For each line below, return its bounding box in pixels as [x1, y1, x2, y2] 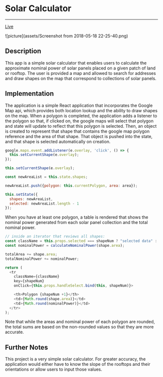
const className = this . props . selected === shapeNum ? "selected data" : [5, 239, 158, 243]
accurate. [5, 329, 24, 335]
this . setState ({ [5, 192, 38, 197]
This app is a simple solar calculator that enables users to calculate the [5, 60, 147, 66]
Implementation [5, 89, 54, 98]
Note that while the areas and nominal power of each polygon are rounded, [5, 319, 155, 325]
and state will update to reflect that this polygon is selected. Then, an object [5, 123, 157, 129]
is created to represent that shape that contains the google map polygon [5, 128, 150, 134]
